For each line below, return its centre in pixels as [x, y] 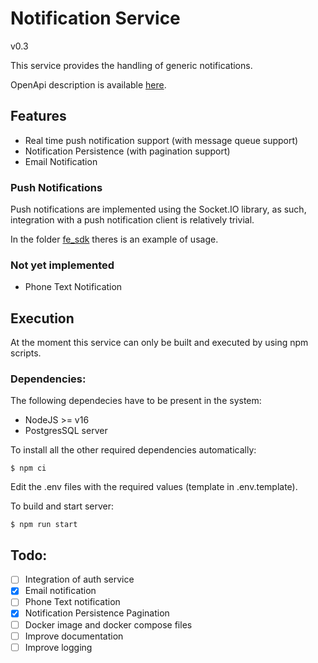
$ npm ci [28, 468]
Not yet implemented [62, 265]
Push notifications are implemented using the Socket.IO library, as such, [158, 209]
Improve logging [58, 647]
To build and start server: [62, 506]
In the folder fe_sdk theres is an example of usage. [114, 239]
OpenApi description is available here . [88, 84]
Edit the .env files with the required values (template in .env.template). [154, 487]
